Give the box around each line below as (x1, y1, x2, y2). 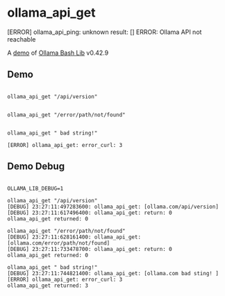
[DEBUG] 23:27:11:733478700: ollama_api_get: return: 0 (7, 245, 172, 252)
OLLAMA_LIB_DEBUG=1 (7, 185, 64, 192)
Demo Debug (7, 161, 65, 173)
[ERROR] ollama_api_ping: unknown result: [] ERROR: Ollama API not (7, 28, 202, 36)
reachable (7, 35, 36, 43)
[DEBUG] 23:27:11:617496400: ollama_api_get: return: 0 (7, 209, 172, 216)
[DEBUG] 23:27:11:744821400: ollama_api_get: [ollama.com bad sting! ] (7, 270, 219, 277)
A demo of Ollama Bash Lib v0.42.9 (7, 49, 109, 57)
